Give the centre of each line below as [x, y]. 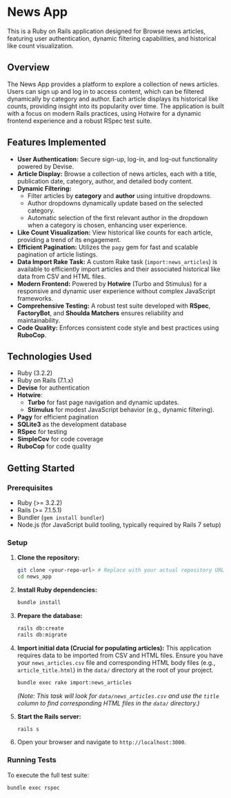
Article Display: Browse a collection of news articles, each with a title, [117, 174]
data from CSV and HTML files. [61, 276]
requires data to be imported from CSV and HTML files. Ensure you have [120, 655]
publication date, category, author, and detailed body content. [105, 181]
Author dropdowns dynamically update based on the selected [115, 203]
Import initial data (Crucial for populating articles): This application [114, 648]
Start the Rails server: [49, 716]
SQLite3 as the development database [72, 424]
